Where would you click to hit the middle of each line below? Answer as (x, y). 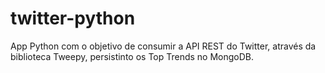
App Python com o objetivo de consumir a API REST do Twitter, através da (163, 46)
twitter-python (73, 18)
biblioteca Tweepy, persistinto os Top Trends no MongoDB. (132, 56)
